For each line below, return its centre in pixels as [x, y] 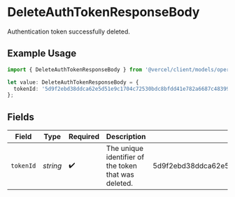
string [52, 166]
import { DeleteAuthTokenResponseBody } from [74, 70]
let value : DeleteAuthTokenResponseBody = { [73, 82]
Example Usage [42, 53]
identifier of [125, 157]
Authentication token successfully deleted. [69, 31]
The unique [125, 149]
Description [126, 137]
